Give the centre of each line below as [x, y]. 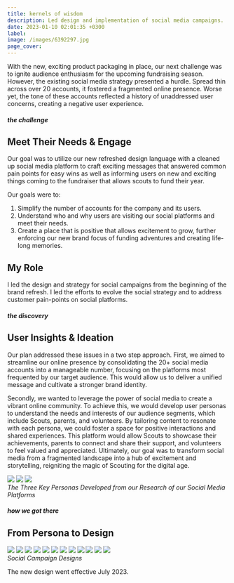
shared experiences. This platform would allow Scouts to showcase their [112, 435]
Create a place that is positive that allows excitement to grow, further [117, 231]
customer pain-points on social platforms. [68, 300]
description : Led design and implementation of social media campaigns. [116, 20]
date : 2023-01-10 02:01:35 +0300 [56, 27]
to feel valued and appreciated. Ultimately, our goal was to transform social [116, 450]
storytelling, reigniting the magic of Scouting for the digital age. [98, 465]
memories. [47, 246]
